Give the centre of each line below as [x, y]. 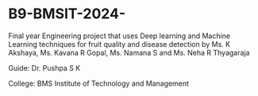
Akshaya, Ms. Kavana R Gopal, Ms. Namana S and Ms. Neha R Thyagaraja [129, 52]
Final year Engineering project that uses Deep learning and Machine [119, 36]
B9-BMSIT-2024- [67, 14]
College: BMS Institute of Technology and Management [98, 83]
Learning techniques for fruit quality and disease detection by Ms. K [119, 44]
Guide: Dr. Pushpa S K [44, 67]
